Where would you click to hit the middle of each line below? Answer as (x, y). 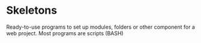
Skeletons (32, 10)
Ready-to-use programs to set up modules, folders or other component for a (100, 27)
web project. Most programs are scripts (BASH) (65, 33)
